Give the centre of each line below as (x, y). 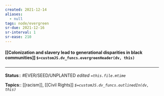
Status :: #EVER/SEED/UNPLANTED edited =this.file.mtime (65, 75)
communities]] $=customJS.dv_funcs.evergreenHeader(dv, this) (70, 58)
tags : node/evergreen (27, 23)
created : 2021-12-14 (26, 10)
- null (16, 19)
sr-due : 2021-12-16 (25, 28)
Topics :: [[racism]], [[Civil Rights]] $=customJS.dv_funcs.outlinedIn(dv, (77, 85)
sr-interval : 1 (20, 32)
